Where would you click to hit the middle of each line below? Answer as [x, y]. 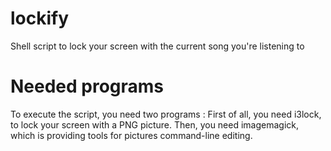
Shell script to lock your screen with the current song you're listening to [157, 46]
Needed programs [87, 86]
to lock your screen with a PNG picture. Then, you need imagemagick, [155, 124]
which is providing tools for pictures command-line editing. [131, 135]
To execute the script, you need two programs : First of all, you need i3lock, [166, 114]
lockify [40, 18]
